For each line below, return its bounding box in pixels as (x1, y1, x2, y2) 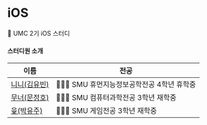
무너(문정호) (11, 93, 49, 103)
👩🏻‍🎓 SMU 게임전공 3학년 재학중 (56, 106, 158, 116)
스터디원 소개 (7, 46, 44, 55)
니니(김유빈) (11, 79, 49, 89)
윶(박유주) (11, 106, 43, 116)
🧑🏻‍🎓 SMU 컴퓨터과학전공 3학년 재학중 (56, 93, 177, 103)
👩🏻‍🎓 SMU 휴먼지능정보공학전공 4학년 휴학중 (56, 79, 196, 89)
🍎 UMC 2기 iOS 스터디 (7, 29, 71, 37)
